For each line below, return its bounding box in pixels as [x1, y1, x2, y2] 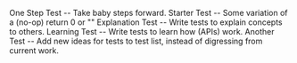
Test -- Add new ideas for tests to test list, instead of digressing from [9, 35, 263, 46]
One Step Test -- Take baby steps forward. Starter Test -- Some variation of [9, 8, 288, 18]
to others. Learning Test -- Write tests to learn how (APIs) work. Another [9, 27, 275, 36]
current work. [9, 45, 60, 56]
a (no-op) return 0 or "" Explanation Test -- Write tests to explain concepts [9, 17, 283, 28]
